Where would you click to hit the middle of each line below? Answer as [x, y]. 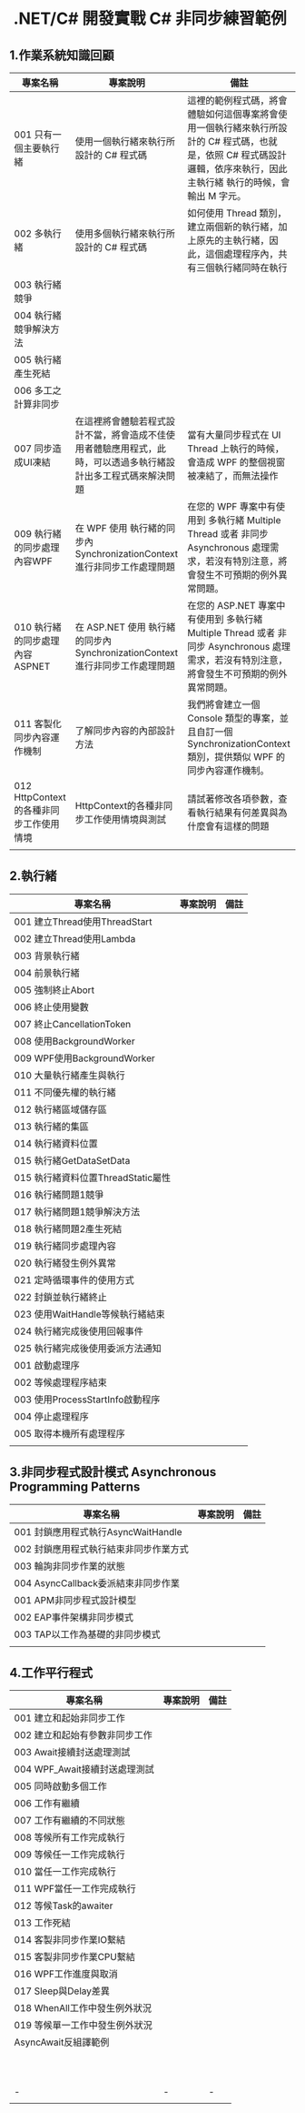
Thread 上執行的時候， [236, 449]
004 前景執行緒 [47, 973]
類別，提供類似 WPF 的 [236, 757]
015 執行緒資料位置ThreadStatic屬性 [93, 1178]
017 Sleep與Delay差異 [62, 1991]
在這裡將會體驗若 [111, 421]
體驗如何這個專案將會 [233, 114]
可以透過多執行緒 [129, 462]
